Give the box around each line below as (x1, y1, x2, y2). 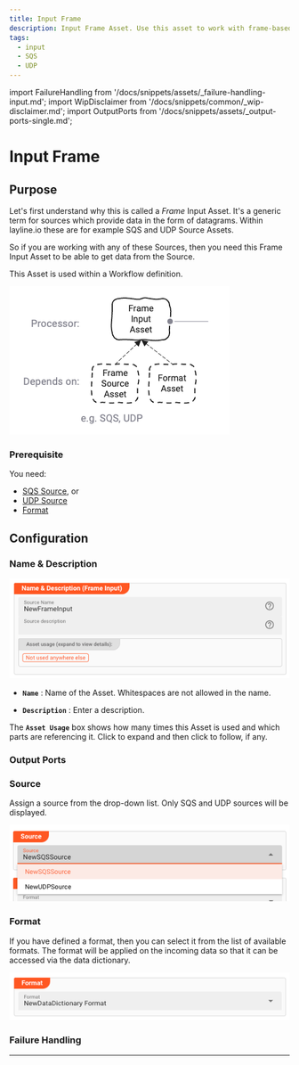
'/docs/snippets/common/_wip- (148, 96, 264, 107)
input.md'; (9, 96, 47, 107)
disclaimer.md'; (9, 106, 66, 116)
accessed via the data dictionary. (9, 954, 131, 965)
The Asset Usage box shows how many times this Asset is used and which (9, 722, 280, 733)
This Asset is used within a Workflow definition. (9, 268, 183, 279)
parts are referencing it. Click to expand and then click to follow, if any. (9, 731, 269, 741)
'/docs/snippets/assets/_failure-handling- (114, 87, 266, 97)
